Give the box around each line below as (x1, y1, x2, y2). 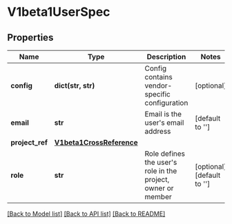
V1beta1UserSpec (7, 4, 110, 20)
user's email (144, 118, 184, 128)
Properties (7, 32, 54, 43)
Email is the (144, 110, 182, 119)
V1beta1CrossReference (54, 138, 138, 147)
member (144, 192, 172, 201)
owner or (144, 183, 174, 193)
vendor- (144, 81, 173, 90)
